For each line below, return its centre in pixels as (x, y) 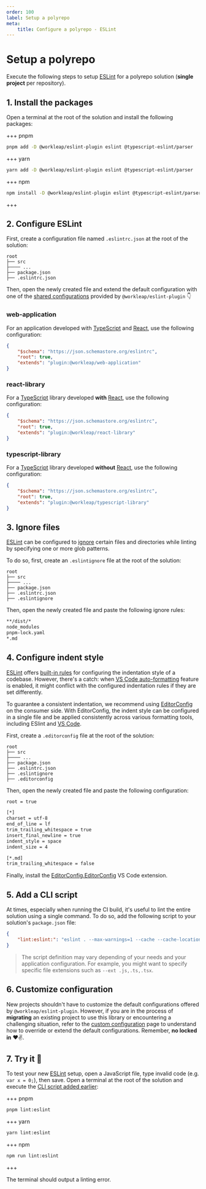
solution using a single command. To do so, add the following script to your (101, 916)
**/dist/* (19, 621)
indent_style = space (34, 841)
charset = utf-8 (27, 818)
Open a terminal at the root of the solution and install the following (90, 117)
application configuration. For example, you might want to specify (104, 963)
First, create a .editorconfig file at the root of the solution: (80, 736)
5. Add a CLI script (42, 895)
